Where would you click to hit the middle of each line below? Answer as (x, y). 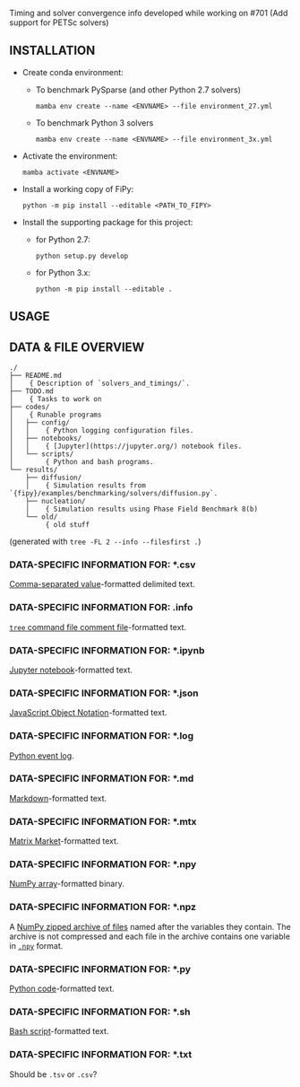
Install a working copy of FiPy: (78, 188)
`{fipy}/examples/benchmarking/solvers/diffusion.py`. (114, 494)
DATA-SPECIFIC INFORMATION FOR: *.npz (103, 907)
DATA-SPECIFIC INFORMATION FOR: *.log (102, 736)
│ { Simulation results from (86, 486)
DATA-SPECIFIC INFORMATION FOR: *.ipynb (107, 650)
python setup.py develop (82, 256)
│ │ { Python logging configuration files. (102, 431)
